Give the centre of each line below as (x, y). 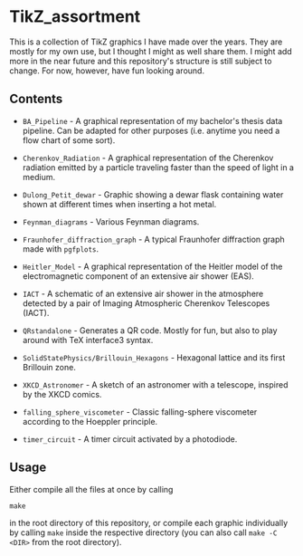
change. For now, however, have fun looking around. (107, 71)
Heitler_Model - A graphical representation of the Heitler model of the (152, 266)
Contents (36, 99)
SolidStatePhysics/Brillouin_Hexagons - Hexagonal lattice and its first (154, 357)
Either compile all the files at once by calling (91, 489)
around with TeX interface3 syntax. (88, 340)
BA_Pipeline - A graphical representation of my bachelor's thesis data (152, 120)
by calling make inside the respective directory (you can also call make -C (143, 532)
